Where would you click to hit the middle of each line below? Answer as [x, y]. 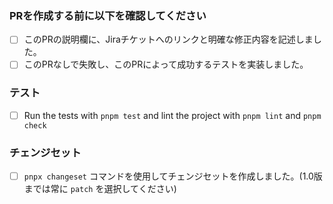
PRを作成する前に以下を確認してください [108, 15]
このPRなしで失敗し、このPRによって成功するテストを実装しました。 [166, 64]
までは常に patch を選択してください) [100, 189]
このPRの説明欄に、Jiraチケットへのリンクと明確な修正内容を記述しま [168, 39]
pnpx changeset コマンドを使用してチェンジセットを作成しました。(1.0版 [173, 176]
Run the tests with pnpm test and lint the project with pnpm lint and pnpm [172, 115]
